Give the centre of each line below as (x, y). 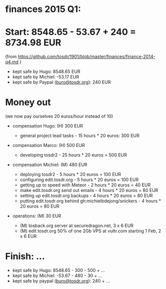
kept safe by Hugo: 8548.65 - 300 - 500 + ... (59, 270)
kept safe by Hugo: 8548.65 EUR (46, 71)
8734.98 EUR (33, 43)
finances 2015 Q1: (43, 9)
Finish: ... (25, 256)
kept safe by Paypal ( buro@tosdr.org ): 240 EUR (62, 82)
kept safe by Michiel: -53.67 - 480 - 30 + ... (57, 275)
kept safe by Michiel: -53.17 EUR (46, 77)
